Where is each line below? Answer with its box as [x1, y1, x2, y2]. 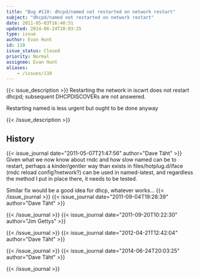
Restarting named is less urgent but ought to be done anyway [6, 104, 159, 112]
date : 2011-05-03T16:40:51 [6, 20, 74, 26]
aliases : [6, 64, 28, 71]
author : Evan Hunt [6, 37, 52, 43]
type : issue [6, 31, 36, 37]
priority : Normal [6, 53, 50, 59]
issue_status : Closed [6, 48, 61, 54]
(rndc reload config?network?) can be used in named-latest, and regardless [6, 169, 194, 176]
